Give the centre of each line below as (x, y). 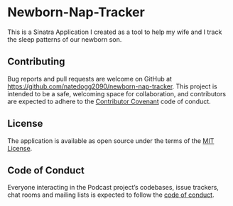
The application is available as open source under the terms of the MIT (111, 141)
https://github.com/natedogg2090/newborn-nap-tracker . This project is (113, 86)
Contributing (36, 62)
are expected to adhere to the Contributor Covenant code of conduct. (109, 101)
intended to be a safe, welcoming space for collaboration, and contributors (116, 93)
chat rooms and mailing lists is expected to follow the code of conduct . (111, 195)
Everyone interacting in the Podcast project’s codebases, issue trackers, (113, 188)
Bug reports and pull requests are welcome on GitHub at (90, 79)
